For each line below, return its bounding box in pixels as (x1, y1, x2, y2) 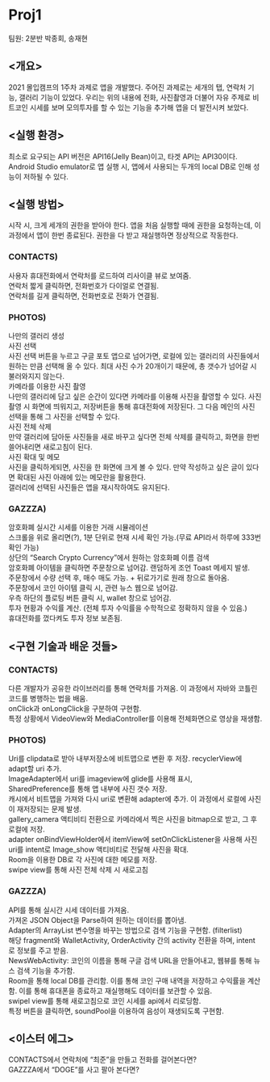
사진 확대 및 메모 (8, 452, 60, 461)
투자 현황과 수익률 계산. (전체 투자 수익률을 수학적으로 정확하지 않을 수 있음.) (8, 604, 247, 613)
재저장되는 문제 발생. (16, 804, 82, 814)
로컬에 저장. (8, 824, 46, 834)
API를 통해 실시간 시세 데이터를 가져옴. (8, 905, 130, 915)
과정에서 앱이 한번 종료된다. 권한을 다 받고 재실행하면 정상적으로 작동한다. (8, 230, 239, 240)
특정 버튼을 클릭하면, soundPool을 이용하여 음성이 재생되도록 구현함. (8, 1006, 224, 1016)
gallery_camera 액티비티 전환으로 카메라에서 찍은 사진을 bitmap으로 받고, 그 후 (8, 815, 258, 824)
